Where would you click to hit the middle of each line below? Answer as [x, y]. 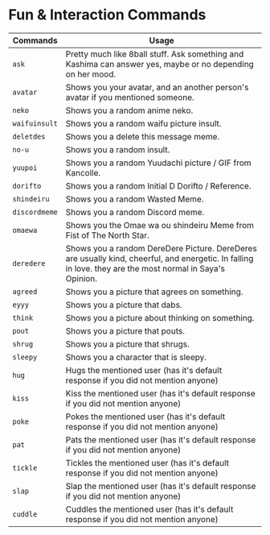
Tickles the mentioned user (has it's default [147, 462]
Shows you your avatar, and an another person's [157, 87]
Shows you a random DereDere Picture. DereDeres [161, 248]
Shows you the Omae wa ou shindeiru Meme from [160, 225]
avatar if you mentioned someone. [130, 97]
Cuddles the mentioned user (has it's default [149, 509]
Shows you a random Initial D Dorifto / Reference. [158, 185]
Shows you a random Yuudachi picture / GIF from [158, 163]
